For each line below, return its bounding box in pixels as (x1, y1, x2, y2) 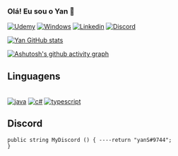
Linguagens (7, 70, 61, 82)
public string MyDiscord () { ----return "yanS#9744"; (7, 136, 172, 143)
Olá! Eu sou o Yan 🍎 (7, 6, 75, 16)
